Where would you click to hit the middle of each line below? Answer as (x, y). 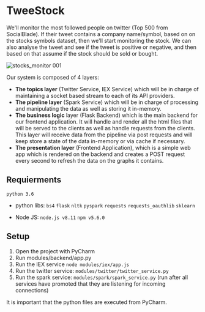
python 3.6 (20, 194)
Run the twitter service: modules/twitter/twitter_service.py (92, 270)
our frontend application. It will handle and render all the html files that (104, 121)
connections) (32, 290)
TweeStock (35, 11)
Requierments (34, 180)
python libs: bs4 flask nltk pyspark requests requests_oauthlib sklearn (105, 205)
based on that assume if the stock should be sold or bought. (82, 53)
